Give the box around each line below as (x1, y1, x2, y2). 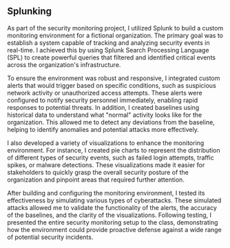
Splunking (7, 6, 52, 17)
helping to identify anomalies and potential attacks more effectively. (7, 125, 200, 133)
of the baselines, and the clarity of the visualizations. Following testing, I (7, 211, 212, 219)
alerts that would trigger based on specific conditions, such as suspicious (7, 81, 217, 89)
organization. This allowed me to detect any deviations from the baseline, (7, 117, 215, 126)
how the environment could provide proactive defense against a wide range (7, 225, 222, 233)
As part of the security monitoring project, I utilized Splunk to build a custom (7, 23, 224, 32)
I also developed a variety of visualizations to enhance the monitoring (7, 138, 205, 147)
